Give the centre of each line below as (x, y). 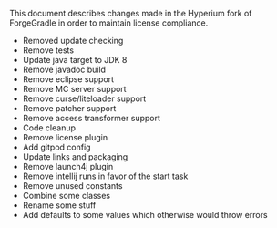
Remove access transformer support (92, 118)
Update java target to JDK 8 (75, 60)
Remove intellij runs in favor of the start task (105, 176)
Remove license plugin (65, 137)
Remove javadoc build (64, 69)
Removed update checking (73, 41)
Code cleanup (49, 128)
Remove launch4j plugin (68, 166)
